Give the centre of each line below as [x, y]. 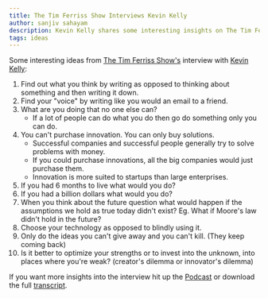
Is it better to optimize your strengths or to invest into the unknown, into [138, 253]
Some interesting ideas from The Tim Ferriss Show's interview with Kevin [129, 60]
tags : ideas [29, 38]
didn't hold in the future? [61, 219]
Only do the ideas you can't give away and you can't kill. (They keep [132, 236]
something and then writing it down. [80, 93]
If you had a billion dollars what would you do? [97, 194]
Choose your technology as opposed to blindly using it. [111, 228]
